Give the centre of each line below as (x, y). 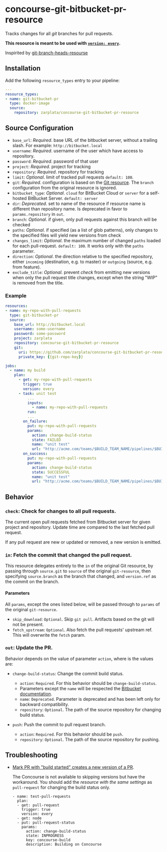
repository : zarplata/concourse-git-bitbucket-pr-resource (77, 113)
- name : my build (28, 371)
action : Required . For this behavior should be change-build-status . (88, 683)
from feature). (27, 267)
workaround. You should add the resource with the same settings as (82, 782)
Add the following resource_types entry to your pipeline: (63, 80)
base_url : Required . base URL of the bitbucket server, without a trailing (85, 140)
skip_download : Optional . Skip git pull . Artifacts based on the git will (83, 619)
